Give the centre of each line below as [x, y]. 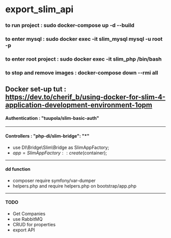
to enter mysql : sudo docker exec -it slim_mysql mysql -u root [84, 39]
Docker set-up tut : [36, 89]
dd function [18, 169]
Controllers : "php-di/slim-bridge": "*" [48, 136]
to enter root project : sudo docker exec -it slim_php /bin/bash [83, 59]
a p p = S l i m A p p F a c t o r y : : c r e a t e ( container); [60, 153]
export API [24, 230]
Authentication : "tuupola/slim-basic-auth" [52, 118]
